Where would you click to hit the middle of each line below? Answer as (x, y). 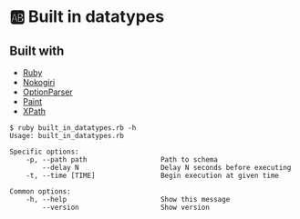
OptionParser (47, 92)
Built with (37, 50)
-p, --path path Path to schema (122, 160)
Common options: (40, 192)
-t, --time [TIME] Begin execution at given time (153, 175)
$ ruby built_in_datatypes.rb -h (73, 128)
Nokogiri (39, 82)
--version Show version (126, 207)
